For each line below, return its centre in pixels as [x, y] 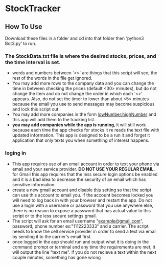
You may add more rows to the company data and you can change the [83, 83]
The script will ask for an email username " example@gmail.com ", [78, 221]
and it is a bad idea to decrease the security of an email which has [79, 179]
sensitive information [33, 184]
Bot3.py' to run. [21, 44]
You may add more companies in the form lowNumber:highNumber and [84, 114]
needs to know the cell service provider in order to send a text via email [84, 231]
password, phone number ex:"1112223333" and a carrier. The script [80, 226]
